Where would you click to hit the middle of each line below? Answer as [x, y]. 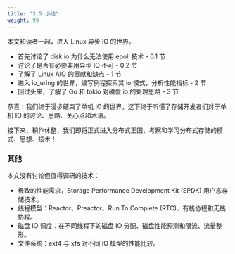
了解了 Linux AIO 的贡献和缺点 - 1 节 [69, 74]
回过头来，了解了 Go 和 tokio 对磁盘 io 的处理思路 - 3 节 [98, 91]
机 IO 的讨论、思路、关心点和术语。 [59, 115]
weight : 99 [23, 20]
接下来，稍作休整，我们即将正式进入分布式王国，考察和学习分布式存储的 [112, 130]
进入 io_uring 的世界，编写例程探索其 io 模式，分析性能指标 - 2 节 [112, 82]
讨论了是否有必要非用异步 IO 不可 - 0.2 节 [77, 65]
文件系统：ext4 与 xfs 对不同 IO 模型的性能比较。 [88, 243]
